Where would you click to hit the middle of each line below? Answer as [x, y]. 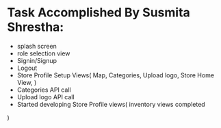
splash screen [37, 46]
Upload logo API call [45, 97]
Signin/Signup [37, 60]
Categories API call [44, 90]
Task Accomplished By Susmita [99, 13]
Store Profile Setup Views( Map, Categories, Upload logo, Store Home [115, 75]
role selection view [43, 53]
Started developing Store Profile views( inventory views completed [111, 104]
